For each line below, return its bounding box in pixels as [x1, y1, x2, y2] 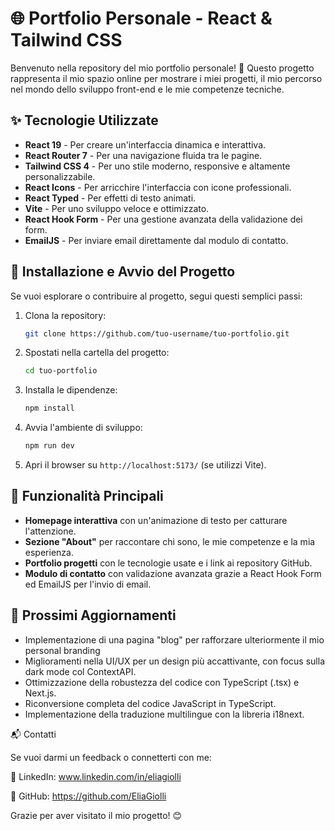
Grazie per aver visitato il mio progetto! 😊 [10, 809, 183, 821]
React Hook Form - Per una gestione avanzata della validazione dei [24, 213, 303, 225]
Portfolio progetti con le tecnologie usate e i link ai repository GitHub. [24, 557, 313, 569]
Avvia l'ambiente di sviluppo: [24, 422, 143, 434]
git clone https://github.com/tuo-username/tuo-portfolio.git [24, 328, 290, 339]
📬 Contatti [10, 728, 57, 740]
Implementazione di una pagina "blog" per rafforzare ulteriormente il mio [24, 633, 325, 646]
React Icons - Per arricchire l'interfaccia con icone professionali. [24, 181, 292, 193]
